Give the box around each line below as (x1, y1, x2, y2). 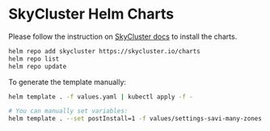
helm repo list (8, 54, 60, 63)
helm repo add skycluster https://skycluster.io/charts (8, 47, 200, 55)
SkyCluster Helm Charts (8, 5, 175, 23)
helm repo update (8, 62, 67, 70)
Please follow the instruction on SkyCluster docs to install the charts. (8, 32, 238, 41)
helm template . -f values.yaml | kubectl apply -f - (8, 92, 194, 101)
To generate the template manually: (8, 77, 127, 87)
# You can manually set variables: (8, 107, 129, 116)
